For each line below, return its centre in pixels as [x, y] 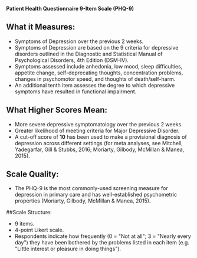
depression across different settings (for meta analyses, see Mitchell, [98, 143]
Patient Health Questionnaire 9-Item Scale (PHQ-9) [70, 9]
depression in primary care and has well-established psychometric [96, 195]
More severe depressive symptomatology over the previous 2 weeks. [98, 124]
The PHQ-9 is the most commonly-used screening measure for [91, 188]
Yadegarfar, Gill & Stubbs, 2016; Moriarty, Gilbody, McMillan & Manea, [99, 149]
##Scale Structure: [29, 213]
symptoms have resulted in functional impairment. [75, 92]
